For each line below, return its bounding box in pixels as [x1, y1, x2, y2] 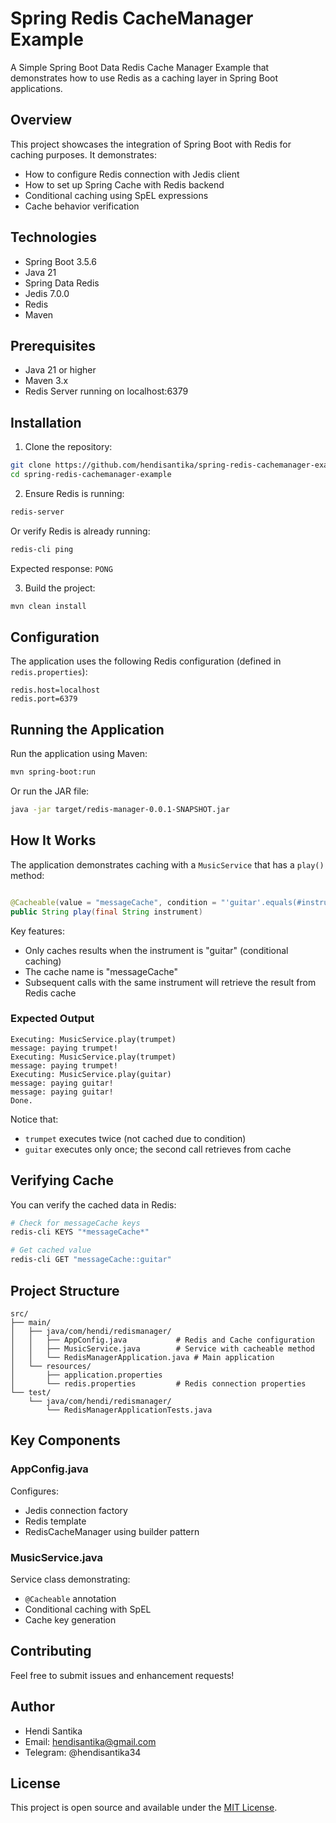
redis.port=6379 [10, 694, 78, 704]
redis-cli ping [10, 544, 74, 554]
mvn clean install [10, 601, 87, 611]
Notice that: [10, 1113, 59, 1125]
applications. [10, 82, 63, 94]
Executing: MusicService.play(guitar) [10, 1069, 172, 1079]
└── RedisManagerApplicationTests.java [46, 1405, 213, 1415]
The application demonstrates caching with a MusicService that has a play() [10, 858, 325, 871]
